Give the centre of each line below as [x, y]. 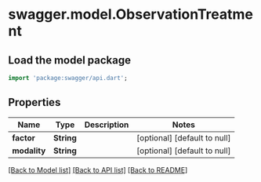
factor [24, 137]
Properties [34, 102]
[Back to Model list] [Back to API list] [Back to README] [98, 169]
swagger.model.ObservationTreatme [130, 15]
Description [107, 125]
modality [29, 151]
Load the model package [70, 60]
